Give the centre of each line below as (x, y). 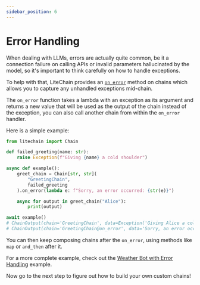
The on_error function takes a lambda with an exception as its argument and (100, 100)
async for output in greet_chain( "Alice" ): (72, 201)
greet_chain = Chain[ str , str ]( (57, 174)
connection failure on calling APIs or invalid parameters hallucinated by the (98, 64)
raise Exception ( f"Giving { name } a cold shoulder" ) (82, 158)
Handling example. (29, 264)
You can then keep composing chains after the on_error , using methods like (99, 240)
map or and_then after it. (34, 246)
